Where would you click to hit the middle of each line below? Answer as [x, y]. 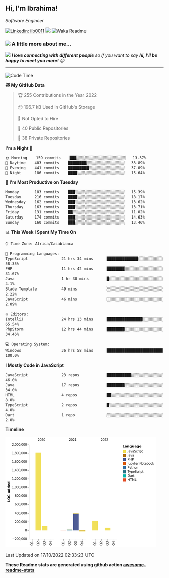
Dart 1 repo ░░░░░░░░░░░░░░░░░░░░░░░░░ [84, 415]
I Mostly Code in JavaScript [35, 365]
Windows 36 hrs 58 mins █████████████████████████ [84, 351]
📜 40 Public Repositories [43, 128]
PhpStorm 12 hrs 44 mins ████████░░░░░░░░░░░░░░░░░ [84, 329]
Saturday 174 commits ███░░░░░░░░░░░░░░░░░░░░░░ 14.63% [75, 218]
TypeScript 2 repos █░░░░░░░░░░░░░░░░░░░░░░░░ [84, 405]
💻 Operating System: [28, 344]
